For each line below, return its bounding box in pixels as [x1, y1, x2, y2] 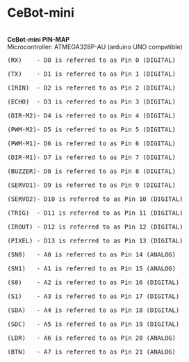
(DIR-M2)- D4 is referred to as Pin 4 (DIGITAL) [7, 111, 176, 120]
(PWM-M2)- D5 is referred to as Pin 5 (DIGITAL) [7, 125, 176, 133]
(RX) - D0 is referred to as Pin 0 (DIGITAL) [7, 56, 176, 64]
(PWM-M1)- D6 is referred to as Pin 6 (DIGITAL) [7, 139, 176, 147]
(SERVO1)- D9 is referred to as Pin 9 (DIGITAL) [7, 181, 176, 189]
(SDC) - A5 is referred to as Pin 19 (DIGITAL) [7, 320, 180, 328]
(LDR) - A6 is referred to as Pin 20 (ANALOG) [7, 334, 176, 342]
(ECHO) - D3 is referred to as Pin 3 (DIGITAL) [7, 97, 176, 106]
